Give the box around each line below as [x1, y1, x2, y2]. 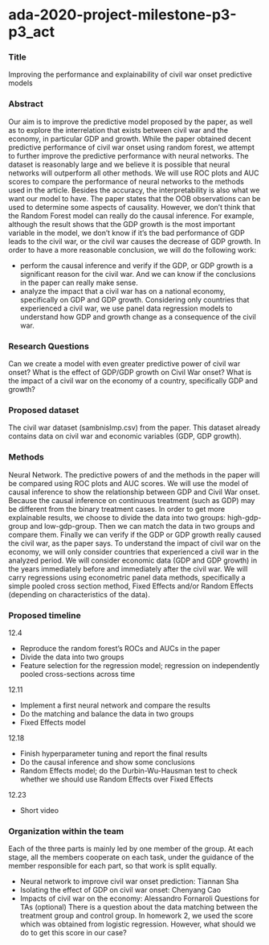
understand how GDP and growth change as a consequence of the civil [19, 312, 257, 321]
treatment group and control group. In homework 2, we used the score [19, 911, 254, 921]
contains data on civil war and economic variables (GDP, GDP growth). [8, 431, 243, 441]
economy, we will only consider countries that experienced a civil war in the [8, 547, 259, 556]
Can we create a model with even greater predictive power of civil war [8, 359, 241, 369]
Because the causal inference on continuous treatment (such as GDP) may [8, 495, 255, 505]
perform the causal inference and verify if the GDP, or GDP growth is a [19, 260, 254, 270]
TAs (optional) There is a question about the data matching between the [19, 902, 259, 912]
